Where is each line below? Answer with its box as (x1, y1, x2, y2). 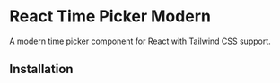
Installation (9, 62, 74, 77)
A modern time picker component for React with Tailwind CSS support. (9, 36, 271, 46)
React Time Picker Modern (9, 6, 211, 27)
